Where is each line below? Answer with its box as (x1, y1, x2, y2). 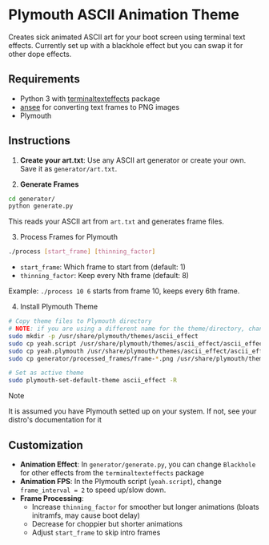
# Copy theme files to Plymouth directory (8, 317, 152, 325)
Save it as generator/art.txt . (19, 163, 118, 173)
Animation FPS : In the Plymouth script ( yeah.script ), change (19, 477, 222, 486)
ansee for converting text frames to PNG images (19, 102, 180, 111)
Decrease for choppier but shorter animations (31, 519, 183, 528)
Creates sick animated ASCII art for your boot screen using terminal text (8, 32, 246, 42)
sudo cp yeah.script (8, 339, 78, 348)
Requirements (8, 72, 80, 86)
